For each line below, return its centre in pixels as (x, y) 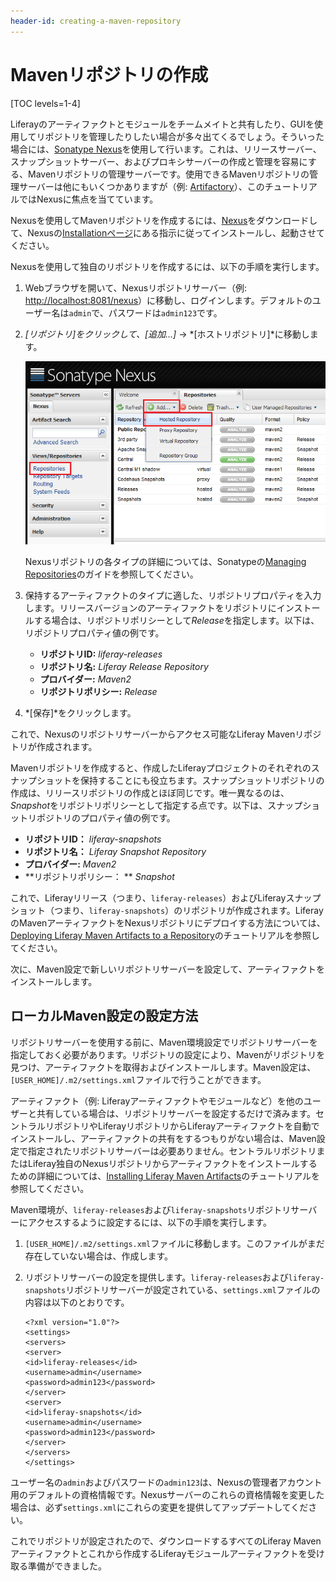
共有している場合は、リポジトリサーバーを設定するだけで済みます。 (176, 1113)
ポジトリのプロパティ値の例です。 (106, 818)
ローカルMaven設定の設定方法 (104, 1016)
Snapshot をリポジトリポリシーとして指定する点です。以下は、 (139, 806)
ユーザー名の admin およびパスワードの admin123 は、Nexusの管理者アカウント (166, 1482)
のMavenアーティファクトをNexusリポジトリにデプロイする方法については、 (168, 923)
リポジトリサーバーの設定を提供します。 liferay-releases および (156, 1277)
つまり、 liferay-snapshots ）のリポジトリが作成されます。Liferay (188, 911)
